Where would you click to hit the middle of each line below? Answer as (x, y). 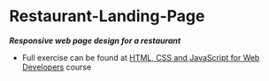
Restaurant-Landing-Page (107, 16)
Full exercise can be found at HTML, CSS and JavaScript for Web (141, 57)
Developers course (57, 67)
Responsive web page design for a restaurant (95, 40)
